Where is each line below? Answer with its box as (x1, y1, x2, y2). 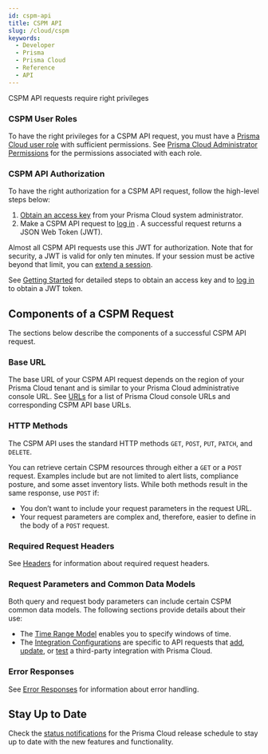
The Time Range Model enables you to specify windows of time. (19, 629, 231, 639)
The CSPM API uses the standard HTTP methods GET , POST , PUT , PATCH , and (8, 438, 253, 448)
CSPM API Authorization (8, 168, 105, 179)
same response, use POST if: (8, 488, 100, 497)
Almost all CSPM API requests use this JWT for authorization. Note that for (8, 243, 254, 253)
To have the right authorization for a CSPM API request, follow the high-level (8, 186, 259, 196)
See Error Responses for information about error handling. (8, 684, 199, 694)
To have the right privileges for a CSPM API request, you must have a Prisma (8, 131, 261, 141)
